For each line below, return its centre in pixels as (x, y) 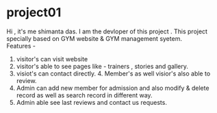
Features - (21, 46)
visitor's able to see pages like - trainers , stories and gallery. (102, 66)
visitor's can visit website (52, 59)
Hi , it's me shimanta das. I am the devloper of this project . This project (107, 31)
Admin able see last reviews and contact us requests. (91, 102)
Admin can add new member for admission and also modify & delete (113, 88)
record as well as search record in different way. (84, 95)
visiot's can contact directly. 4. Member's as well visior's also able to (113, 74)
